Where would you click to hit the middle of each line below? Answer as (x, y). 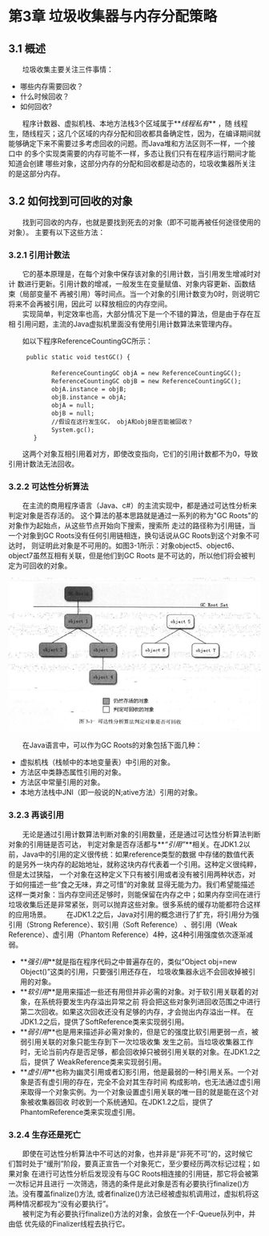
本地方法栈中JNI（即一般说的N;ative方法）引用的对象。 (111, 792)
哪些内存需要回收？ (52, 86)
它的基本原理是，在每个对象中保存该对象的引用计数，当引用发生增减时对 (142, 274)
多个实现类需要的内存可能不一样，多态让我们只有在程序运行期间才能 (143, 154)
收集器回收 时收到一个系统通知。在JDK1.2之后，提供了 (124, 1102)
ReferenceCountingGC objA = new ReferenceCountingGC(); (146, 374)
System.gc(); (72, 430)
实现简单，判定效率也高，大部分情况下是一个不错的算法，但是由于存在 (138, 314)
